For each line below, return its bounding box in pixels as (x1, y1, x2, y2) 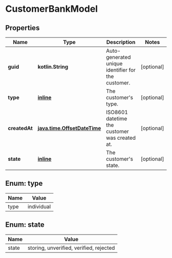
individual (27, 203, 51, 210)
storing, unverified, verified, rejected (27, 244, 115, 251)
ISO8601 (105, 109, 128, 116)
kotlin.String (37, 63, 69, 70)
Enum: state (5, 221, 45, 229)
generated (105, 54, 131, 60)
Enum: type (5, 179, 43, 188)
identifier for (105, 67, 136, 73)
